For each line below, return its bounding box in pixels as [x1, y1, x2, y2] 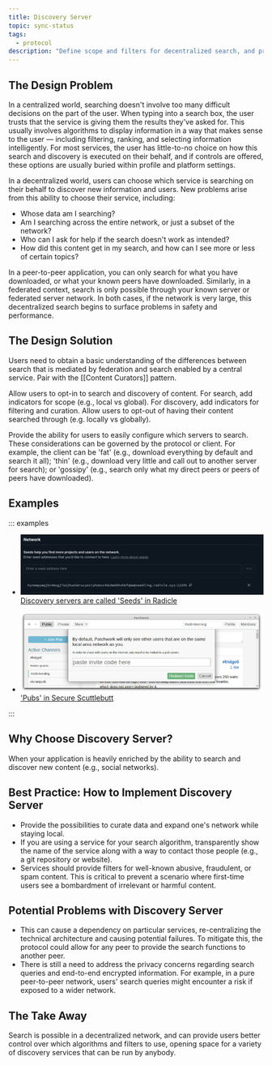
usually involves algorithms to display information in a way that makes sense [8, 126, 263, 135]
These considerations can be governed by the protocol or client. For [8, 438, 236, 448]
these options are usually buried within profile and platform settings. [8, 160, 236, 169]
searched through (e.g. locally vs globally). [8, 414, 151, 424]
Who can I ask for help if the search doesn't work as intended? [19, 234, 230, 244]
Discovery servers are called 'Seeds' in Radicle [19, 596, 178, 605]
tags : [8, 30, 27, 38]
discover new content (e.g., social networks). [8, 762, 159, 772]
